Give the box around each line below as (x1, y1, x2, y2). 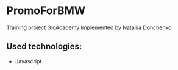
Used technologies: (6, 41, 82, 52)
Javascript (15, 57, 42, 65)
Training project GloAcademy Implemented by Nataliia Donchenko (6, 24, 172, 31)
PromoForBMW (6, 4, 86, 18)
